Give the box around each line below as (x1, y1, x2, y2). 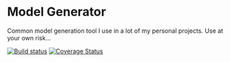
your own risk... (7, 33, 52, 42)
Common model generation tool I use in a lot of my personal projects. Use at (7, 27, 224, 35)
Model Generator (7, 4, 107, 20)
